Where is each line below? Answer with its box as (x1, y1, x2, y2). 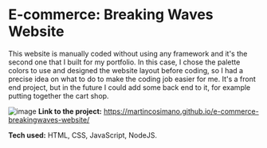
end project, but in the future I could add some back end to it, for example (8, 82, 251, 92)
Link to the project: (38, 106, 102, 116)
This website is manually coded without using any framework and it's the (8, 49, 248, 58)
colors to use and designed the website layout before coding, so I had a (8, 65, 244, 75)
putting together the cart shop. (8, 91, 109, 100)
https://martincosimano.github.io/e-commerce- (103, 106, 259, 116)
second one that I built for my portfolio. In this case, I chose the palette (8, 57, 241, 67)
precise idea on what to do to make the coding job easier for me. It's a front (8, 74, 257, 84)
